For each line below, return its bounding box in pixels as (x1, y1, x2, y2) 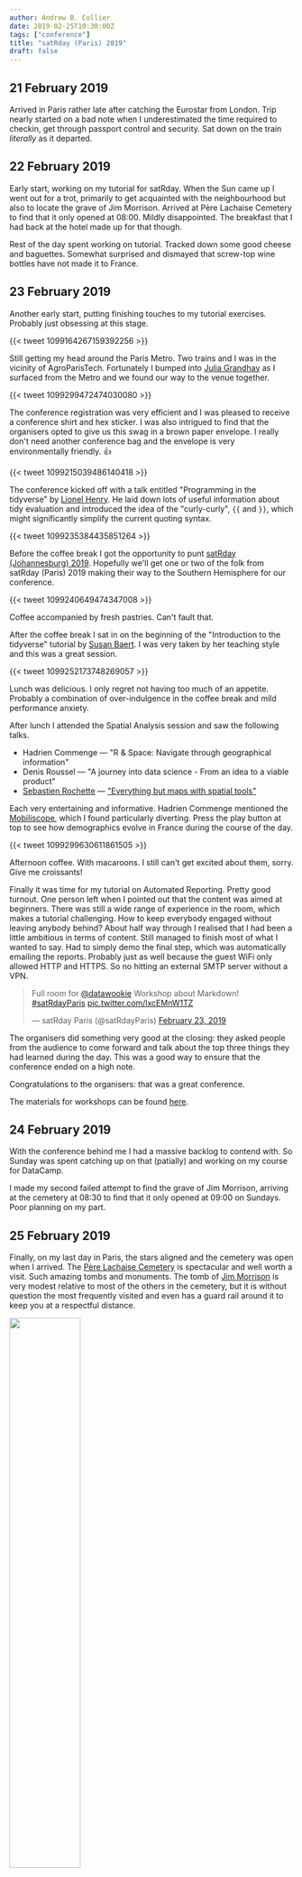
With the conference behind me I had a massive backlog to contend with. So (9, 1146, 293, 1157)
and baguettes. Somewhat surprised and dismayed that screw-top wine (9, 248, 276, 259)
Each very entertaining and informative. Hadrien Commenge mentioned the (9, 802, 288, 813)
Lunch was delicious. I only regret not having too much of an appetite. (9, 683, 269, 694)
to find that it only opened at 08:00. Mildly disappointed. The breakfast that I (9, 211, 293, 222)
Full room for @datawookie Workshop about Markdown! (31, 987, 240, 998)
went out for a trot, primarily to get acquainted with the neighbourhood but (9, 192, 287, 203)
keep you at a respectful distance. (9, 1300, 136, 1311)
